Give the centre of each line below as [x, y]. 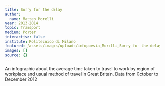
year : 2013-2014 [22, 23]
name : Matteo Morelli [32, 19]
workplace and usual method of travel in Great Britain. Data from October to [82, 74]
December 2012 [21, 79]
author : [13, 14]
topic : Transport [23, 28]
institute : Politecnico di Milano [41, 42]
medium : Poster [21, 32]
